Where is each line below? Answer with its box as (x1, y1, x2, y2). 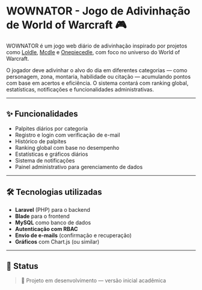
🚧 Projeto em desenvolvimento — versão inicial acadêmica (20, 277, 167, 284)
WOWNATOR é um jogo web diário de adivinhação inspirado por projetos (6, 42, 188, 49)
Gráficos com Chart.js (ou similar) (14, 238, 100, 245)
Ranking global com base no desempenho (14, 144, 120, 151)
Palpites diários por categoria (14, 125, 88, 132)
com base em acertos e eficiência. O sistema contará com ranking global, (6, 79, 189, 87)
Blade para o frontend (14, 212, 70, 220)
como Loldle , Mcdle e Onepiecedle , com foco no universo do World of (6, 48, 180, 55)
